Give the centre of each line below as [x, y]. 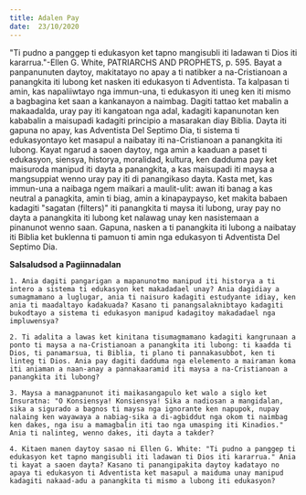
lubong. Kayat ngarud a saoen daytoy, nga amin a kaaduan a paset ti [138, 149]
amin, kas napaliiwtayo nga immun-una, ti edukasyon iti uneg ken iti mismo [150, 91]
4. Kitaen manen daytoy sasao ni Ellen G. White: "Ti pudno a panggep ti [153, 448]
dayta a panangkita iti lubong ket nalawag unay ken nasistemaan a [134, 217]
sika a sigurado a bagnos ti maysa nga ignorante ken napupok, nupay [145, 409]
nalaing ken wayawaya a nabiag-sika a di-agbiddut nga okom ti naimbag [148, 416]
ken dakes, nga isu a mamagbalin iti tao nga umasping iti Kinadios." [147, 425]
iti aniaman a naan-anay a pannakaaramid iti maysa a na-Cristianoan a [148, 369]
